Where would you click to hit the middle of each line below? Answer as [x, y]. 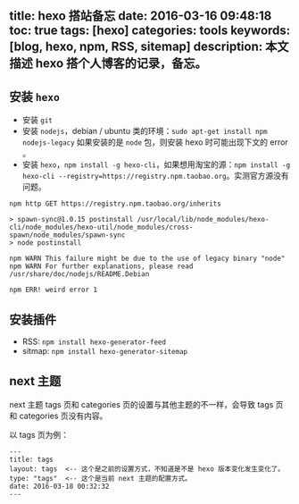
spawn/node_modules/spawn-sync [67, 235]
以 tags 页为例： [39, 434]
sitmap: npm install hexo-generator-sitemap [105, 351]
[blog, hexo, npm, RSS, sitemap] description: [136, 47]
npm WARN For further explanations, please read [101, 266]
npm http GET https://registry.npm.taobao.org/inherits [115, 204]
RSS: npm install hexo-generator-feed [94, 341]
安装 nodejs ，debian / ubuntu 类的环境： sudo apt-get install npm [145, 131]
